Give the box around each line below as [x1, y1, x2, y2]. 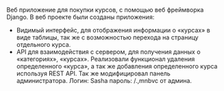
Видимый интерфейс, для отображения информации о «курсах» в [16, 26, 210, 34]
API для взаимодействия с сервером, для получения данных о [16, 48, 201, 56]
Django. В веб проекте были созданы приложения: [6, 13, 155, 21]
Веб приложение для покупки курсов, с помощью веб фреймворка [6, 6, 204, 14]
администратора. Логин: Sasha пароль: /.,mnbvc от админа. [16, 77, 192, 84]
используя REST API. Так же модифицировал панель [16, 69, 171, 77]
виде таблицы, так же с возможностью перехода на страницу [16, 33, 199, 41]
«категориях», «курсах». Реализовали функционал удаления [16, 55, 195, 63]
